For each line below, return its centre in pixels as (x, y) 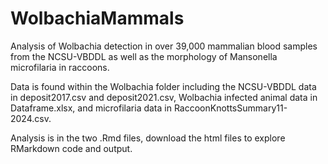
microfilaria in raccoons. (60, 67)
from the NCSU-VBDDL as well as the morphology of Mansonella (144, 56)
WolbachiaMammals (97, 18)
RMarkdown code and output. (71, 148)
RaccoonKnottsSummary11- (230, 108)
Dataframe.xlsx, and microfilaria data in (91, 108)
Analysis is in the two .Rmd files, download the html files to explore (148, 138)
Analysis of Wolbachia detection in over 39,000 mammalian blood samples (164, 46)
